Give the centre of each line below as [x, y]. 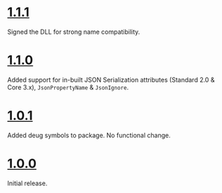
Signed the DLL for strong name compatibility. [74, 32]
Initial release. [27, 183]
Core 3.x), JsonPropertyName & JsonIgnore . [68, 87]
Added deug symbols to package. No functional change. [89, 135]
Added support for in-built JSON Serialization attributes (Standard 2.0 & [111, 80]
